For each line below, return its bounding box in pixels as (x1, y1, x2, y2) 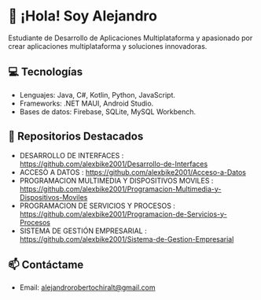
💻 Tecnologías (8, 65, 83, 79)
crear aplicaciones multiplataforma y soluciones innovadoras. (8, 41, 208, 50)
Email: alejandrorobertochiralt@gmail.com (19, 283, 156, 292)
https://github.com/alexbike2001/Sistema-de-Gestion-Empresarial (19, 234, 234, 243)
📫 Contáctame (8, 257, 84, 271)
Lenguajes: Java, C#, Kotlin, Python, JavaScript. (19, 90, 175, 99)
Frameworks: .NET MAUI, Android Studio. (19, 98, 154, 108)
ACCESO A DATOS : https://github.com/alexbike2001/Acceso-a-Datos (19, 167, 246, 176)
